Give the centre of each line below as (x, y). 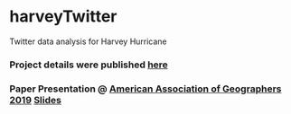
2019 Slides (35, 100)
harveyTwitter (63, 17)
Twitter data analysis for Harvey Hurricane (88, 41)
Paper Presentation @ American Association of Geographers (145, 89)
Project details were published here (89, 65)
